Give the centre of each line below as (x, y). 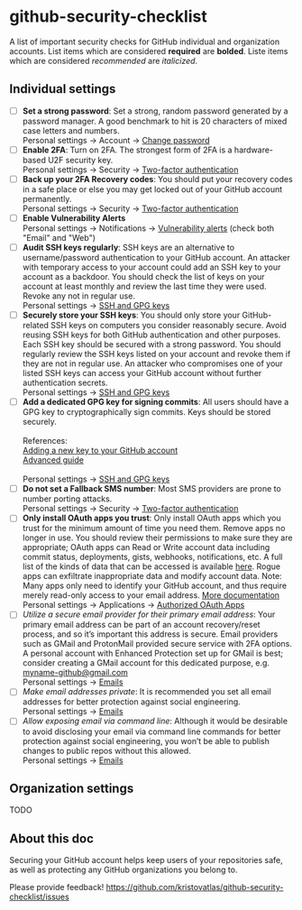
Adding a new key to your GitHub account (100, 450)
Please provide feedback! (57, 887)
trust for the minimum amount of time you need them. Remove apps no (154, 529)
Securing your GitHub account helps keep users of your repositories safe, (146, 860)
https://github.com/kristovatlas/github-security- (195, 887)
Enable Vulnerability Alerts (74, 217)
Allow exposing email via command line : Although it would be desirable (155, 721)
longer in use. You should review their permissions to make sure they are (157, 538)
